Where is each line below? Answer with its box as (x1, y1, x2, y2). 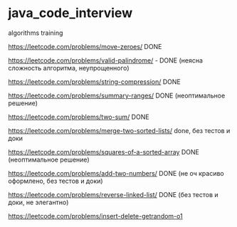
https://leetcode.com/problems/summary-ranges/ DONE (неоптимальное (8, 91, 226, 100)
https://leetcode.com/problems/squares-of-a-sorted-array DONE (8, 147, 200, 156)
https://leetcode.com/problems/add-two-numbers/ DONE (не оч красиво (8, 169, 225, 177)
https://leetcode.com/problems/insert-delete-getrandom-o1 (8, 211, 184, 220)
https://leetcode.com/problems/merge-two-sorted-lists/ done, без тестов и (8, 126, 231, 134)
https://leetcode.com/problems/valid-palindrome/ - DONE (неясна (8, 56, 204, 65)
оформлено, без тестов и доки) (8, 176, 103, 185)
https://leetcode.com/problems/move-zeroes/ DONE (8, 42, 162, 51)
